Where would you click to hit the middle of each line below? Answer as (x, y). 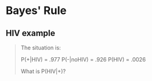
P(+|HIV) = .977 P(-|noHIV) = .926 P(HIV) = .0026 (83, 59)
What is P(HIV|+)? (43, 71)
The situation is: (41, 48)
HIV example (31, 33)
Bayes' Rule (36, 11)
